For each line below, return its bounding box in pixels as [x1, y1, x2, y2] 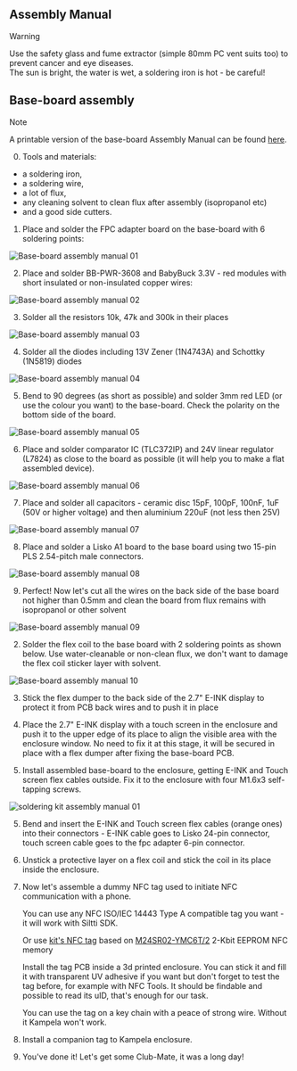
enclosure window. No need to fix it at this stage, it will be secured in [21, 737, 275, 748]
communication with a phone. [21, 891, 132, 902]
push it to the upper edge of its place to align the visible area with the [21, 729, 277, 739]
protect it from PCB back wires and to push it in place [21, 702, 219, 713]
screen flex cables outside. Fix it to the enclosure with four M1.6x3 [21, 774, 266, 785]
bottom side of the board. [21, 409, 116, 420]
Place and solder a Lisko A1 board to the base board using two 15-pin [21, 541, 276, 552]
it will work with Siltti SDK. [21, 918, 119, 928]
